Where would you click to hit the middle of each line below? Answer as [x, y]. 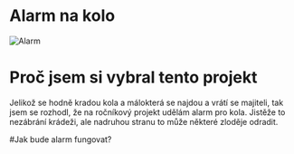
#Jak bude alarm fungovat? [61, 139]
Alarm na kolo [62, 16]
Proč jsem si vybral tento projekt [133, 77]
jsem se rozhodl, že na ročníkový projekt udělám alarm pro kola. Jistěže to [147, 112]
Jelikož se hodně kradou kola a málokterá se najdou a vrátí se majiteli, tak [147, 102]
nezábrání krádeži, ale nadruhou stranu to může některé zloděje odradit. [144, 121]
